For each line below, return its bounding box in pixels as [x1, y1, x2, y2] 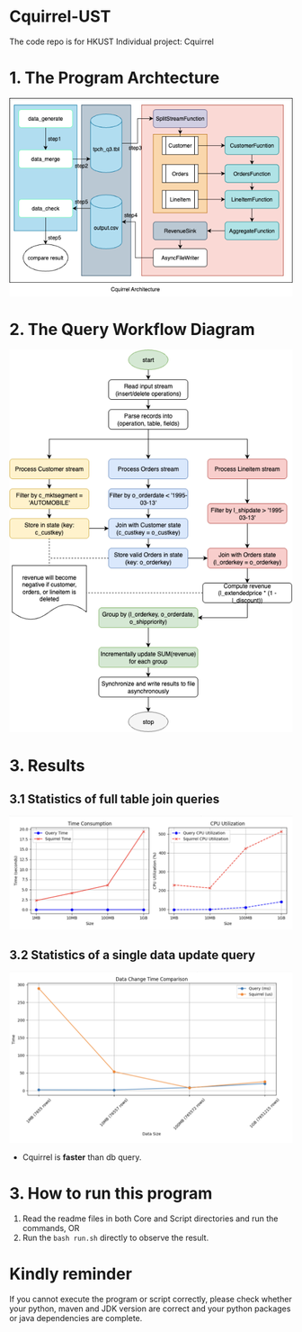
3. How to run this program [9, 1183, 213, 1204]
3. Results [9, 756, 85, 776]
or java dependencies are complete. [9, 1312, 143, 1323]
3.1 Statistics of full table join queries [9, 791, 220, 807]
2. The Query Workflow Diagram [9, 320, 255, 340]
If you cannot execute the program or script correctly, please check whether [9, 1293, 292, 1304]
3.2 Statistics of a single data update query [9, 947, 256, 963]
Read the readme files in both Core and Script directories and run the [22, 1213, 279, 1224]
